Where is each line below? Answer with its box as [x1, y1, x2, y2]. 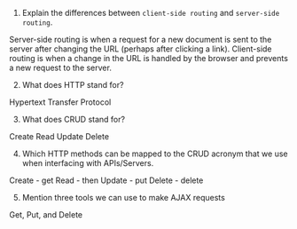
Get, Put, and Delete [9, 209, 82, 220]
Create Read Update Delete [9, 131, 109, 141]
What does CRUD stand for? [21, 114, 126, 124]
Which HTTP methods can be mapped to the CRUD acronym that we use [21, 148, 288, 159]
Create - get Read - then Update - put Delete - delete [9, 175, 204, 186]
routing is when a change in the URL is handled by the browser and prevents [9, 53, 288, 63]
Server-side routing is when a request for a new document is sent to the [9, 35, 272, 44]
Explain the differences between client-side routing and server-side [21, 8, 280, 18]
